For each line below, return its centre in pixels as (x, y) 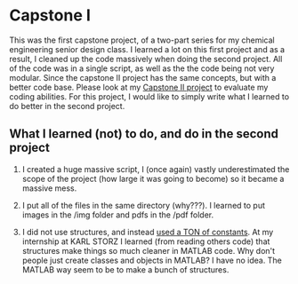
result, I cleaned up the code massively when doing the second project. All (146, 59)
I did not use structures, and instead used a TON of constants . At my (148, 232)
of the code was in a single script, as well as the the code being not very (142, 68)
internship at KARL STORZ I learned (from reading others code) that (146, 241)
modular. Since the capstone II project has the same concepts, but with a (143, 77)
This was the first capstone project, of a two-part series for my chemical (142, 40)
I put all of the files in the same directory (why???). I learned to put (143, 205)
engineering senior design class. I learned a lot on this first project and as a (147, 49)
